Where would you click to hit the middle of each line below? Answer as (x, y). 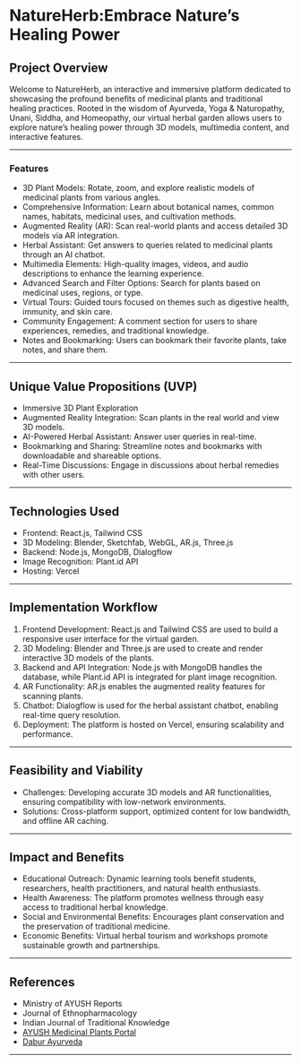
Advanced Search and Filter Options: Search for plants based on (142, 283)
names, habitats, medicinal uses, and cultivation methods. (129, 217)
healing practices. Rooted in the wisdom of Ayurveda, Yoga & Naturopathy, (147, 108)
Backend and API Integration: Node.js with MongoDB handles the (142, 667)
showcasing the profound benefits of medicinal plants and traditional (136, 99)
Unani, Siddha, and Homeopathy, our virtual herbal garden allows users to (146, 118)
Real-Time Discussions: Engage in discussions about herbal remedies (150, 465)
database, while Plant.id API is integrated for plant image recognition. (150, 677)
